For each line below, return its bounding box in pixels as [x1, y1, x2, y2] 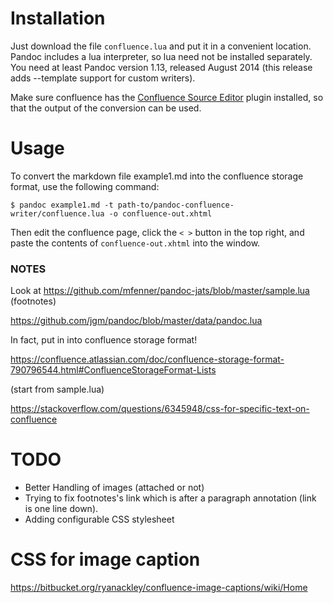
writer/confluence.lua [10, 208, 105, 219]
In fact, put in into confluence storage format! [10, 334, 198, 346]
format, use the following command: [10, 180, 160, 192]
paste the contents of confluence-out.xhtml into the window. [10, 237, 261, 249]
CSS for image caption [10, 548, 201, 571]
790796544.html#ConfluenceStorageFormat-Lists [10, 364, 217, 376]
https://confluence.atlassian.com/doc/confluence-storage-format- [10, 353, 285, 366]
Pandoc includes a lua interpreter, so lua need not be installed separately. [10, 50, 313, 62]
